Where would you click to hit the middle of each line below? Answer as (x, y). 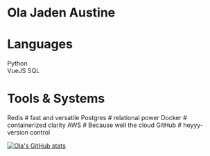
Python (17, 64)
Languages (40, 45)
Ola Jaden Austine (61, 13)
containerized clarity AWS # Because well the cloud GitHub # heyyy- (105, 125)
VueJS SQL (24, 71)
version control (29, 133)
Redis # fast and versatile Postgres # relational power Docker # (97, 118)
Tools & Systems (56, 99)
